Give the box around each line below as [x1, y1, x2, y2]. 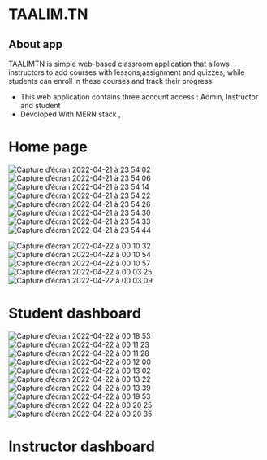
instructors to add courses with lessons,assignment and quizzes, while [8, 68, 245, 77]
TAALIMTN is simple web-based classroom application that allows [8, 59, 230, 68]
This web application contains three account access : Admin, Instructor [19, 92, 259, 102]
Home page [8, 138, 88, 156]
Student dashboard [8, 304, 142, 322]
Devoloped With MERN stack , [19, 109, 121, 119]
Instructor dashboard [8, 437, 156, 456]
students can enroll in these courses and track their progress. [8, 77, 214, 85]
